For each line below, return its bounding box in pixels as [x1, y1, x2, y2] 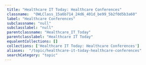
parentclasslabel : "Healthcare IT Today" [6, 35, 93, 40]
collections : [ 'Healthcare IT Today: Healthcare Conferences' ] [6, 43, 140, 48]
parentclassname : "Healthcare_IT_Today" [6, 30, 91, 35]
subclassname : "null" [6, 21, 51, 26]
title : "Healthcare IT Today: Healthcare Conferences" [6, 7, 122, 12]
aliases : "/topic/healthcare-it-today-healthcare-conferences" [6, 48, 142, 53]
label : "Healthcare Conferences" [6, 16, 76, 21]
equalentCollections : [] [6, 39, 58, 44]
